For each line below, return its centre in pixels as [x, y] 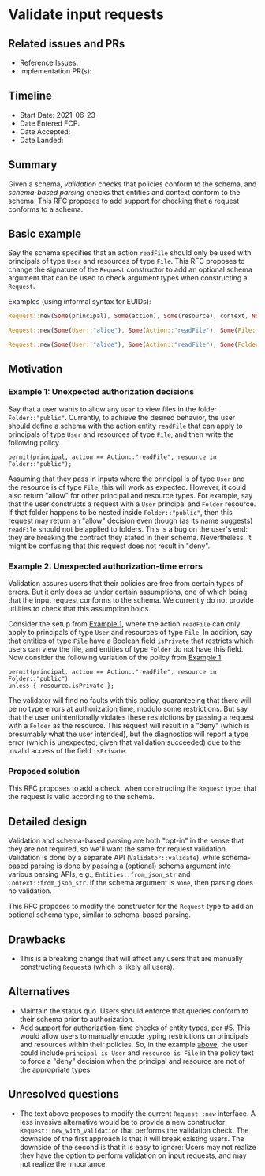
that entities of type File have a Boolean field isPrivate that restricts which [131, 641]
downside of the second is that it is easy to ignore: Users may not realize [138, 1147]
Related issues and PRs [67, 44]
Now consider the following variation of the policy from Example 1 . [116, 658]
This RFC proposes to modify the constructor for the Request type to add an [131, 907]
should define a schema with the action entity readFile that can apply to [125, 426]
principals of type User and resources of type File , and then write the [121, 434]
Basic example [45, 234]
